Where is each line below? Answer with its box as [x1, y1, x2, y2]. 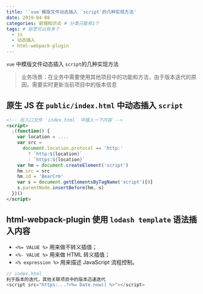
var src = [17, 139, 42, 146]
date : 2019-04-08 [6, 15, 50, 21]
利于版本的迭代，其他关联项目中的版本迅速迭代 [6, 276, 106, 282]
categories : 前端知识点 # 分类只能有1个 [6, 20, 100, 26]
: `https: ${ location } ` [28, 156, 85, 163]
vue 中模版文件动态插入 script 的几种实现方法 [6, 60, 119, 68]
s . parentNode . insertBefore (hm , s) [17, 185, 104, 191]
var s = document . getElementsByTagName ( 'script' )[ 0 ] [17, 179, 153, 186]
